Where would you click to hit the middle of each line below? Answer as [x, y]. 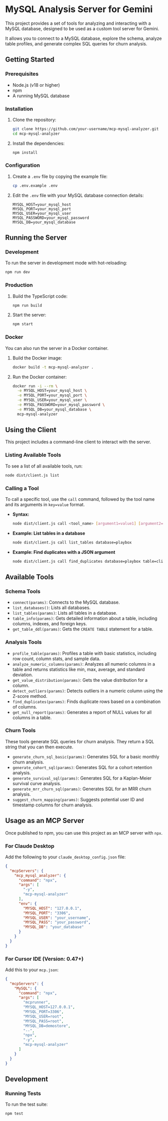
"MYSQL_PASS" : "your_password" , [57, 922]
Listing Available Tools [33, 455]
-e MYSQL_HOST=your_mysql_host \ [52, 391]
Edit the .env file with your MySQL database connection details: [78, 195]
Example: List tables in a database [49, 533]
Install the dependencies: [39, 143]
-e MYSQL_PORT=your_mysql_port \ [52, 395]
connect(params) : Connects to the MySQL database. [66, 602]
